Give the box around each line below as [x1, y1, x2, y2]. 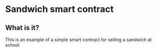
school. [5, 42, 21, 48]
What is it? [5, 23, 39, 32]
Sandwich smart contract [5, 3, 114, 15]
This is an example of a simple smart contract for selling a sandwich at [5, 36, 152, 42]
